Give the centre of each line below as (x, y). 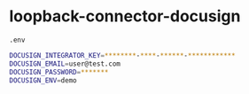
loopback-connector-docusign (125, 16)
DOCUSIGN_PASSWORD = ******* (59, 72)
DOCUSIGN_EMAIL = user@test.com (65, 64)
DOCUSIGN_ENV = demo (43, 80)
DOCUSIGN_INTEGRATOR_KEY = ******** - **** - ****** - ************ (123, 55)
